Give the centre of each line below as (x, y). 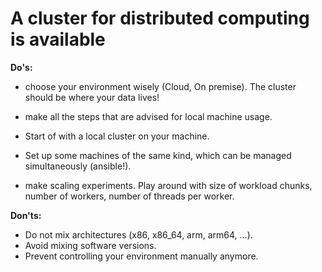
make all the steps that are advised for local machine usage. (148, 116)
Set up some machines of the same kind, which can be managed (158, 155)
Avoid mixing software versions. (90, 245)
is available (58, 39)
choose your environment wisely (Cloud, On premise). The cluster (160, 86)
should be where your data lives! (92, 97)
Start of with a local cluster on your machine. (117, 136)
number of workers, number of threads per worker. (129, 196)
